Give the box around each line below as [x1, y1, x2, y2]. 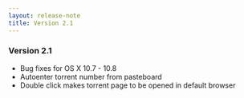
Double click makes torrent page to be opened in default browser [19, 80, 236, 90]
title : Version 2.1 [8, 19, 74, 27]
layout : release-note [8, 11, 81, 20]
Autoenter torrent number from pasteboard [19, 72, 162, 81]
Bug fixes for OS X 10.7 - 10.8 [19, 63, 117, 73]
